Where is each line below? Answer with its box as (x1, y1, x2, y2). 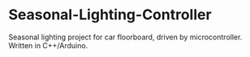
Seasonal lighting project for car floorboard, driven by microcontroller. (8, 32, 243, 42)
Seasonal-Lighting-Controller (8, 6, 213, 24)
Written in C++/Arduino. (8, 40, 88, 50)
